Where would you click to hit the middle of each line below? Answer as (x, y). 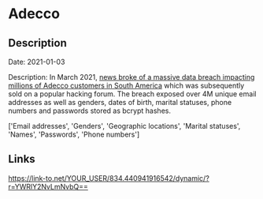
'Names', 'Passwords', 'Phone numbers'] (74, 134)
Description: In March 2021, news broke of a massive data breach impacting (131, 77)
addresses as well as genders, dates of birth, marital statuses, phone (120, 102)
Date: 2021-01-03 (37, 62)
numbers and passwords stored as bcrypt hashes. (90, 111)
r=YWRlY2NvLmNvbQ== (48, 186)
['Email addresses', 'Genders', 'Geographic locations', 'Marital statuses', (124, 126)
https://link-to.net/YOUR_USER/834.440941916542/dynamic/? (109, 178)
